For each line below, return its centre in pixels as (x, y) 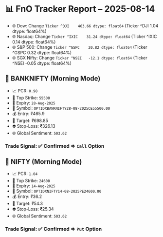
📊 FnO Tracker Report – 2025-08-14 (80, 9)
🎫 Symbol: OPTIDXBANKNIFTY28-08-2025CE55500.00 (61, 108)
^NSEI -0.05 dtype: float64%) (42, 63)
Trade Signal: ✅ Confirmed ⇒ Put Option (54, 229)
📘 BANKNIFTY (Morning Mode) (53, 79)
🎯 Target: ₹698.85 (30, 120)
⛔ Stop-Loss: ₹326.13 (34, 126)
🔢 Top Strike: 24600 (31, 181)
